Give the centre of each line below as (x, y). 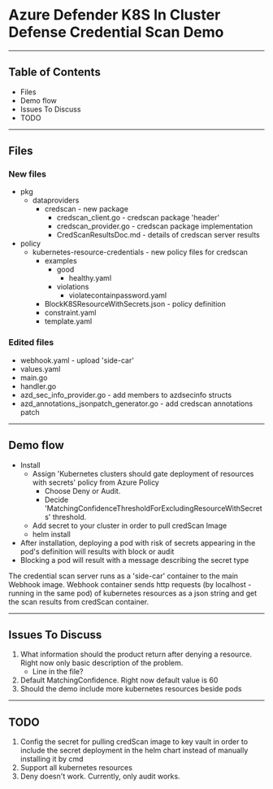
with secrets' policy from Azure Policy (96, 482)
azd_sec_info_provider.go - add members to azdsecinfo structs (126, 394)
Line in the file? (58, 672)
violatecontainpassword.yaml (118, 295)
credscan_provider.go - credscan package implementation (155, 226)
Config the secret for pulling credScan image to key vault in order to (134, 742)
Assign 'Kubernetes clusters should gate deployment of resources (143, 473)
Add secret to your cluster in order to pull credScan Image (130, 525)
